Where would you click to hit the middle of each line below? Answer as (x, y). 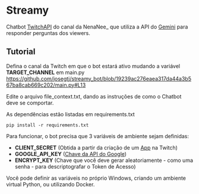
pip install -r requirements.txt (48, 125)
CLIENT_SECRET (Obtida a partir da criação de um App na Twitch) (96, 147)
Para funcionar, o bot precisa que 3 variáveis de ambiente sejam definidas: (97, 136)
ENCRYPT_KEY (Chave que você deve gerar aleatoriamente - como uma (104, 160)
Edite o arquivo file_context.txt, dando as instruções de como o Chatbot (94, 96)
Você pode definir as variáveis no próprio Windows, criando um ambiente (96, 178)
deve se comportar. (30, 103)
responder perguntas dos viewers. (48, 33)
